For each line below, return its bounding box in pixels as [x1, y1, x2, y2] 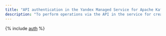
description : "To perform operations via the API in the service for [5, 12, 152, 17]
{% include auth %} [5, 25, 45, 31]
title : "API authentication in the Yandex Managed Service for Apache [5, 7, 154, 12]
